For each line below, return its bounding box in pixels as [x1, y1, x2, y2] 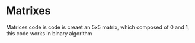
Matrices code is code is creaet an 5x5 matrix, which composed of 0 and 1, [6, 24, 190, 31]
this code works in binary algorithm [6, 29, 92, 37]
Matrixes [6, 4, 51, 18]
